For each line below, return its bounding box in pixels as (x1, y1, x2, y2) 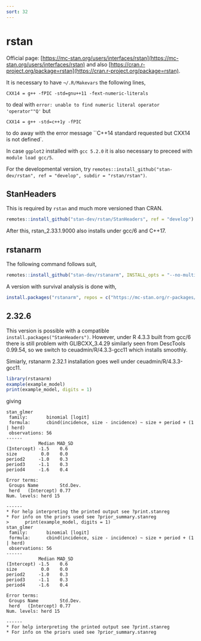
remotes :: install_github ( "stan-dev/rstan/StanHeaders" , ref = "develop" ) (6, 216, 194, 222)
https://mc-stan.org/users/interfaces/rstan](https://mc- (42, 55, 179, 62)
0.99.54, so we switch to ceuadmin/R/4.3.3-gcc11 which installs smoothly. (6, 346, 188, 353)
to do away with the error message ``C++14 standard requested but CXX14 (6, 129, 190, 137)
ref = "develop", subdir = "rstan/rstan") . (38, 171, 148, 179)
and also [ (86, 61, 111, 68)
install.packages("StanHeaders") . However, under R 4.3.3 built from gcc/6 (6, 333, 191, 340)
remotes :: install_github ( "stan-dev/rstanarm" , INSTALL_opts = (6, 272, 165, 279)
